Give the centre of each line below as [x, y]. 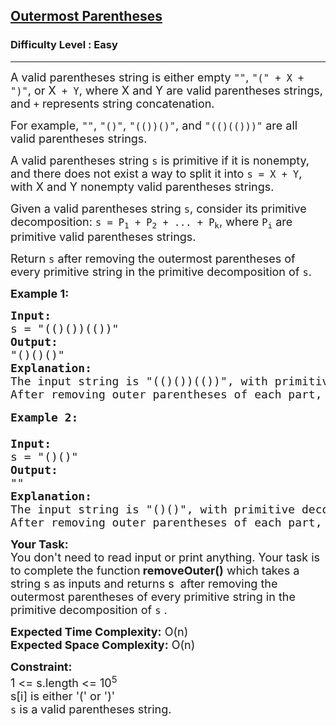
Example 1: [40, 293]
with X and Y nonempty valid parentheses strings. [142, 186]
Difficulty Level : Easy [64, 45]
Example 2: [44, 417]
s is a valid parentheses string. [91, 709]
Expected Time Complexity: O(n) [99, 631]
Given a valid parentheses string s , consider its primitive [158, 208]
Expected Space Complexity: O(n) [103, 644]
